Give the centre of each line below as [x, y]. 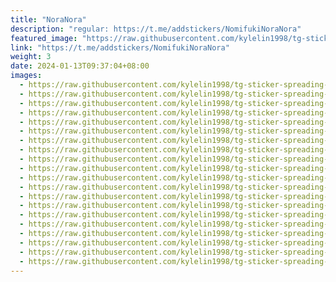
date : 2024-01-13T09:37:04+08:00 [80, 66]
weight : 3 [31, 57]
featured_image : [44, 38]
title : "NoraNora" [48, 19]
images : [26, 76]
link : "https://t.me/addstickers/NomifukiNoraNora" [120, 47]
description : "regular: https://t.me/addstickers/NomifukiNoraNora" [156, 29]
